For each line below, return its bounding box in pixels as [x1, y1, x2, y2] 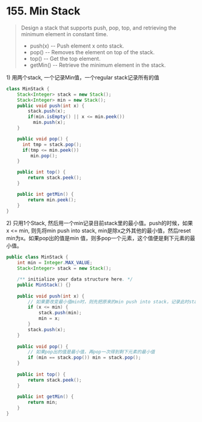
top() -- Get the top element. [29, 55, 101, 62]
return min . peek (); [28, 197, 77, 203]
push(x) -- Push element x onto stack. [29, 42, 124, 49]
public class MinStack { [6, 254, 69, 260]
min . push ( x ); [32, 119, 66, 126]
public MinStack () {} [17, 282, 71, 288]
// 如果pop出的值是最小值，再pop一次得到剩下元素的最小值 [28, 349, 155, 355]
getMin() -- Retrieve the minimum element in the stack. [29, 61, 167, 69]
